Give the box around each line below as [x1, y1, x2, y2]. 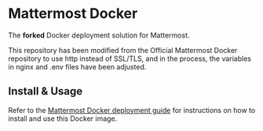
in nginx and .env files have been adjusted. [8, 62, 147, 71]
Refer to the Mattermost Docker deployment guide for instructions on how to [8, 105, 256, 115]
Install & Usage [8, 85, 83, 98]
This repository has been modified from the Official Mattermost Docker [8, 45, 238, 55]
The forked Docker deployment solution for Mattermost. [8, 30, 190, 40]
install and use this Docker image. [8, 114, 118, 123]
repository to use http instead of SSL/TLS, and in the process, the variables [8, 54, 251, 63]
